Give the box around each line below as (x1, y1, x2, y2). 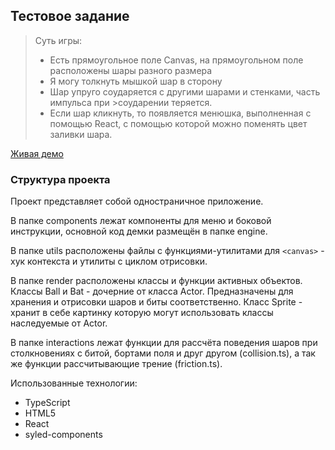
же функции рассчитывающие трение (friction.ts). (10, 358, 223, 370)
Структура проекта (10, 172, 111, 186)
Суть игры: (34, 34, 83, 46)
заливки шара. (49, 128, 113, 140)
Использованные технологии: (10, 377, 138, 389)
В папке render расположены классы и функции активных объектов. (10, 275, 303, 287)
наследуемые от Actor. (10, 317, 108, 329)
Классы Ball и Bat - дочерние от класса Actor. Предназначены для (10, 285, 294, 298)
